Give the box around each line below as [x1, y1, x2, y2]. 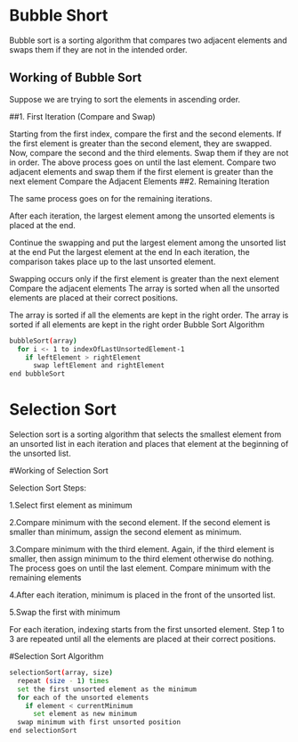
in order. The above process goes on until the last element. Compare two [9, 157, 277, 168]
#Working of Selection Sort [9, 466, 109, 476]
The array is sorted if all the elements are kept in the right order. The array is [9, 309, 289, 320]
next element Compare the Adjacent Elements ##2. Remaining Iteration [9, 176, 270, 186]
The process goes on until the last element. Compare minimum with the [9, 563, 271, 573]
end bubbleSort [9, 369, 66, 379]
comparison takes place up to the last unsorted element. [9, 256, 216, 267]
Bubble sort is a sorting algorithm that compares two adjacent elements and [9, 35, 287, 45]
